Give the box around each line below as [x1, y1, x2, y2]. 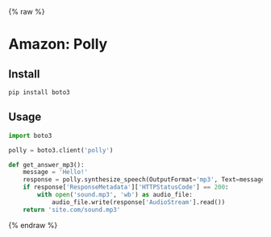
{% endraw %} [8, 220, 58, 230]
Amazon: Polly [8, 35, 108, 53]
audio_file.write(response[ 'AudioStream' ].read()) [51, 197, 226, 206]
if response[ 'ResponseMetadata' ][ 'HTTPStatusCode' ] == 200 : [23, 183, 229, 192]
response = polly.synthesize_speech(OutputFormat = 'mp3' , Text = [23, 176, 240, 184]
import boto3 [8, 131, 52, 139]
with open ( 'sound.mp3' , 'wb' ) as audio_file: [37, 191, 194, 199]
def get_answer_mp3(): [8, 160, 85, 168]
